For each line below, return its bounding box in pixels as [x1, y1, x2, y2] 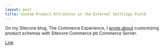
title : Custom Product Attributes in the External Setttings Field [5, 12, 146, 17]
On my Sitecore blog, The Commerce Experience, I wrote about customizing [5, 25, 160, 31]
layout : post [5, 7, 32, 12]
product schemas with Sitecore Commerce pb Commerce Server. [5, 30, 137, 36]
